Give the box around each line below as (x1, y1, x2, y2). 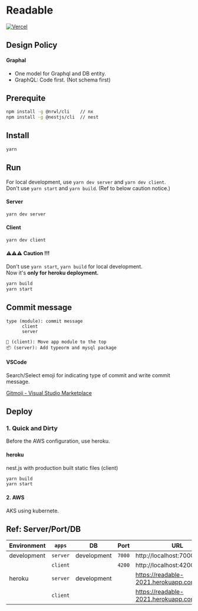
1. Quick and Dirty (6, 424, 58, 433)
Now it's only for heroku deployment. (6, 269, 99, 276)
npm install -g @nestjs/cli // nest (6, 115, 99, 120)
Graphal (6, 57, 27, 64)
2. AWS (6, 494, 25, 501)
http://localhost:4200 (135, 561, 194, 570)
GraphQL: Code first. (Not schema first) (14, 76, 111, 83)
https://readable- (135, 588, 184, 596)
